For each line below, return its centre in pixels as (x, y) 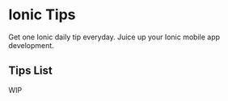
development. (31, 45)
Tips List (30, 71)
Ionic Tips (42, 15)
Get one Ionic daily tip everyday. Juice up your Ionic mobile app (114, 37)
